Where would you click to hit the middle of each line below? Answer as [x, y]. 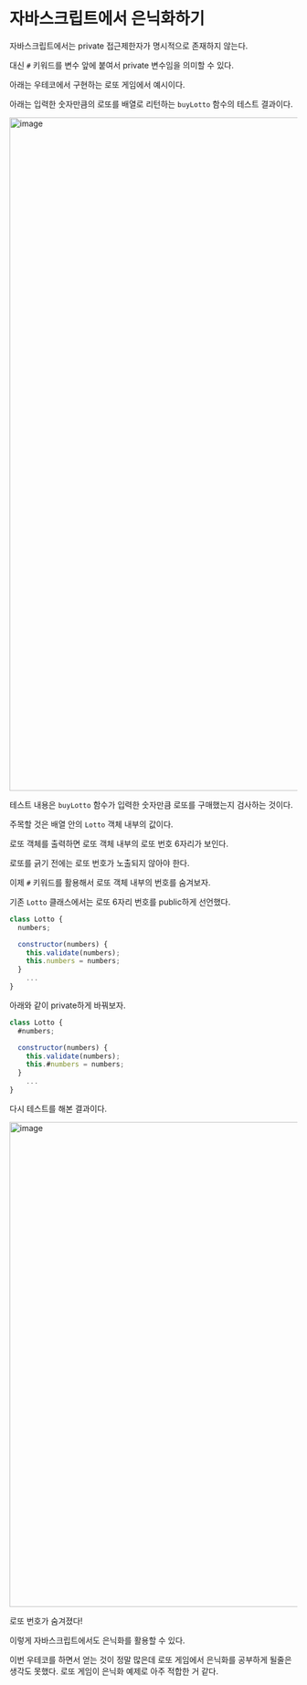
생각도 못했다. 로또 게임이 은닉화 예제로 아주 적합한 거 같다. [114, 1671]
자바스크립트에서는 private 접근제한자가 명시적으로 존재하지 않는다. [129, 46]
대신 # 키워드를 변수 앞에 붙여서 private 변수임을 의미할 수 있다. [122, 65]
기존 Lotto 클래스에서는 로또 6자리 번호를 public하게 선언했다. [120, 902]
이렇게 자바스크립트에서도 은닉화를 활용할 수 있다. [97, 1640]
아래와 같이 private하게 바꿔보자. [68, 1005]
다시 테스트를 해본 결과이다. [58, 1108]
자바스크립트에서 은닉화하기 [107, 19]
